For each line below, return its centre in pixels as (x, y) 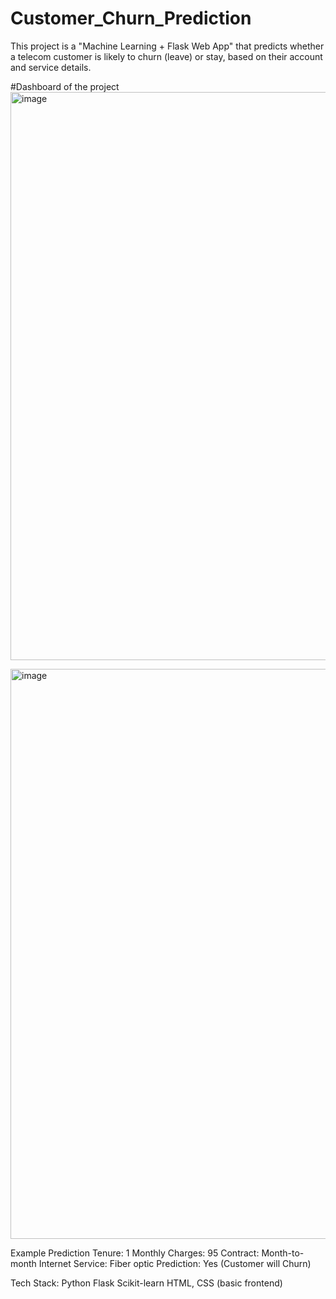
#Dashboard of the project (65, 86)
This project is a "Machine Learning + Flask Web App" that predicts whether (167, 46)
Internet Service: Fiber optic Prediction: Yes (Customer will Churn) (175, 1263)
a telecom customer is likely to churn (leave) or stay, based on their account (166, 56)
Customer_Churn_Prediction (131, 18)
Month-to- (283, 1253)
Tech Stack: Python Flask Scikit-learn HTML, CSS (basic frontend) (146, 1283)
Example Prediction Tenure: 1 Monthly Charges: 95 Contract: (135, 1253)
